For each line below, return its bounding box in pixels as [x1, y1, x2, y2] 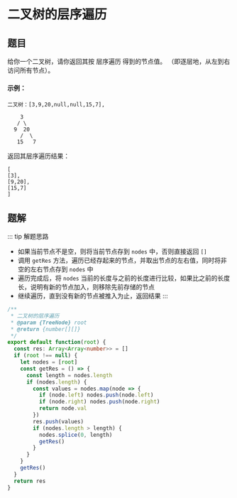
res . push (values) [33, 418, 84, 425]
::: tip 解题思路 [7, 232, 49, 241]
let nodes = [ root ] [20, 359, 78, 366]
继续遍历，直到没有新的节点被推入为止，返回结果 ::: [17, 292, 168, 301]
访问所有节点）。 [7, 66, 55, 75]
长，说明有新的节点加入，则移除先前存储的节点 [17, 283, 155, 291]
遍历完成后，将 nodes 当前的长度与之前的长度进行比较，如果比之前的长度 [17, 274, 231, 283]
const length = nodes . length [26, 372, 113, 379]
